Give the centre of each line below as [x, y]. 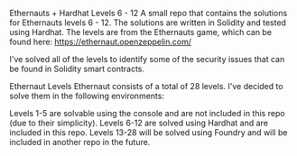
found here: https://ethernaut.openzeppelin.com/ [101, 41]
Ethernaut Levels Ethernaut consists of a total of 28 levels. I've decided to [146, 86]
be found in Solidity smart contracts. [77, 69]
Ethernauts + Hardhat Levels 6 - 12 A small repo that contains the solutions [148, 13]
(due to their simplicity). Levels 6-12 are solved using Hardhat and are [139, 123]
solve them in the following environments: [87, 96]
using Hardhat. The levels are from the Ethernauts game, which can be [141, 32]
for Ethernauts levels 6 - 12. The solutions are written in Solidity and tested [148, 23]
